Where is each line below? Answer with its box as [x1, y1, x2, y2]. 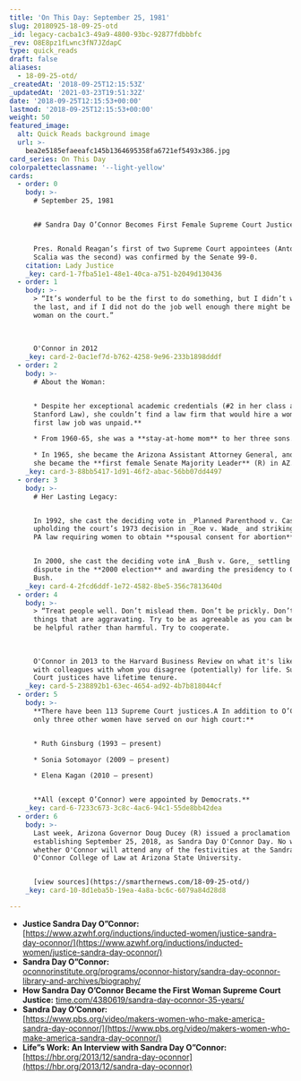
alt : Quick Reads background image [17, 130, 150, 139]
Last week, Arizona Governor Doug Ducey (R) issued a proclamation [32, 828, 291, 837]
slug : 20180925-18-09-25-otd [9, 21, 118, 30]
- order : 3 [17, 476, 58, 485]
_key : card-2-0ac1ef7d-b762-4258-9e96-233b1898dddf [25, 353, 222, 362]
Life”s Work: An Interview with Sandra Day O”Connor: [21, 1042, 228, 1052]
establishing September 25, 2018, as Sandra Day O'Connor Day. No [32, 836, 287, 846]
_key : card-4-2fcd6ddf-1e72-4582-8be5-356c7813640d [25, 581, 222, 591]
